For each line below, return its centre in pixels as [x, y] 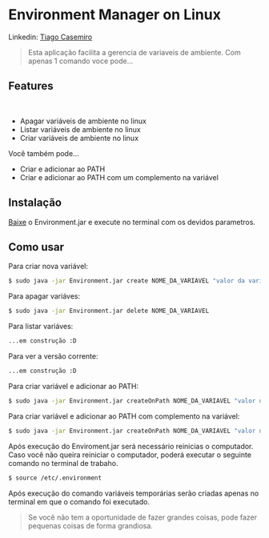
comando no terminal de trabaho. [63, 463]
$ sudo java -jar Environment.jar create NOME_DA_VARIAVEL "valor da [127, 281]
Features [31, 86]
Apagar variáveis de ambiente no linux [83, 121]
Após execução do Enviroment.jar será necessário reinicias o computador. [131, 446]
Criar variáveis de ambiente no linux [79, 138]
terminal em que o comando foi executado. [79, 501]
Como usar [36, 247]
